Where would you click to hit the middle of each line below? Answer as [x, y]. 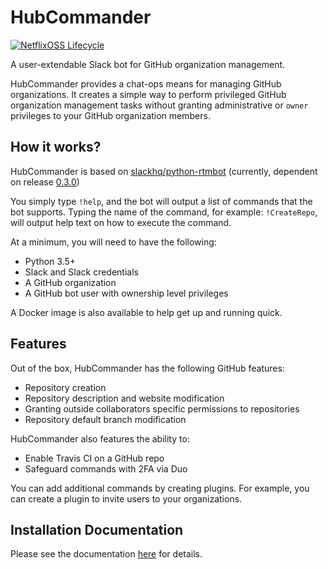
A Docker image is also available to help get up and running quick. [146, 312]
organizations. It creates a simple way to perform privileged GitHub [148, 94]
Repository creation [65, 387]
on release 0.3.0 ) [45, 182]
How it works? [56, 147]
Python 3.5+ [50, 261]
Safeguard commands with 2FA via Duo [106, 468]
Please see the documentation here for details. [106, 554]
